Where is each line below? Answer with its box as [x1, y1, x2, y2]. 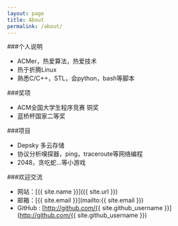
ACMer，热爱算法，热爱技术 [16, 57, 97, 65]
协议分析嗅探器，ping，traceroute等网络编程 [16, 150, 143, 158]
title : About [7, 16, 44, 23]
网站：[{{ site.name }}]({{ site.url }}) [16, 188, 118, 196]
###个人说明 [7, 43, 43, 51]
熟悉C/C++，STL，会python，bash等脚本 [16, 74, 135, 82]
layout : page [7, 10, 44, 17]
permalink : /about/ [7, 23, 63, 30]
